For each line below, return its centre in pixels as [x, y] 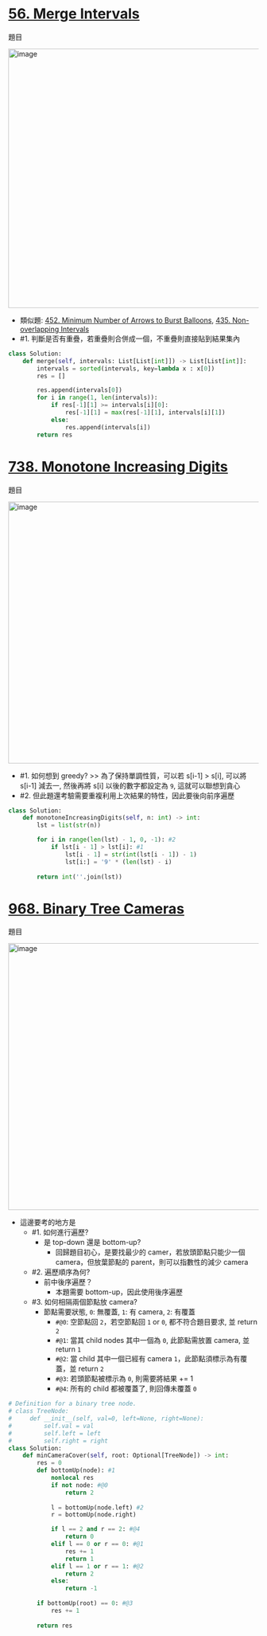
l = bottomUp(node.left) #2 [97, 1507]
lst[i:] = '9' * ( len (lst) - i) [118, 862]
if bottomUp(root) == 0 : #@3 [85, 1603]
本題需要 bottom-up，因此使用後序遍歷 [119, 1292]
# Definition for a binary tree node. [72, 1404]
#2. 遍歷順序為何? [61, 1272]
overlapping [39, 329]
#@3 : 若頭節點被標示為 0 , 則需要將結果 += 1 [124, 1379]
